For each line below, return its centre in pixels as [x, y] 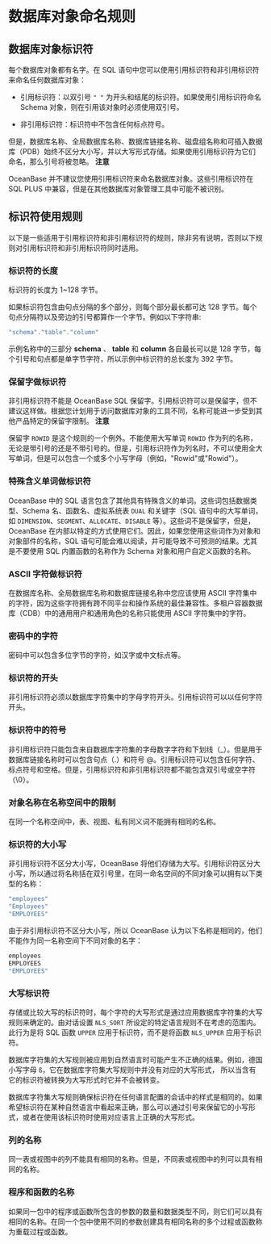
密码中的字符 [33, 636]
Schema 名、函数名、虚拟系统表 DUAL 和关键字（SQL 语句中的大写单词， [142, 510]
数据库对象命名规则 [72, 17]
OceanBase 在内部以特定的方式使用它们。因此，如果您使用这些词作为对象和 [134, 530]
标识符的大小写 [38, 844]
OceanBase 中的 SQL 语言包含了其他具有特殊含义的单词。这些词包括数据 [129, 501]
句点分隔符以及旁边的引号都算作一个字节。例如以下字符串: [105, 317]
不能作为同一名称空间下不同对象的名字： [75, 940]
